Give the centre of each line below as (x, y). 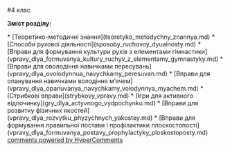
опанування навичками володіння (58, 81)
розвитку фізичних (35, 110)
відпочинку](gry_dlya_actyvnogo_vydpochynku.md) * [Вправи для (103, 103)
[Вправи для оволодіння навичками (60, 66)
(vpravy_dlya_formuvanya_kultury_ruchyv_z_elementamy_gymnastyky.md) (113, 59)
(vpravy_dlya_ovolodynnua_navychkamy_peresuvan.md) (87, 73)
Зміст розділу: (29, 23)
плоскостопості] (175, 125)
